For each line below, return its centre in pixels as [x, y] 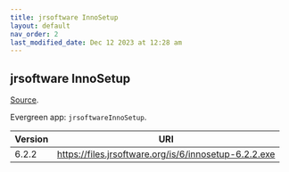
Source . [25, 100]
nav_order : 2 [34, 34]
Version [32, 139]
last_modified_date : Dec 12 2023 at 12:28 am [96, 42]
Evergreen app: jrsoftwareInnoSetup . [78, 118]
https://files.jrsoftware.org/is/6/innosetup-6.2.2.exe [166, 154]
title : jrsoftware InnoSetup [64, 17]
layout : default [40, 26]
